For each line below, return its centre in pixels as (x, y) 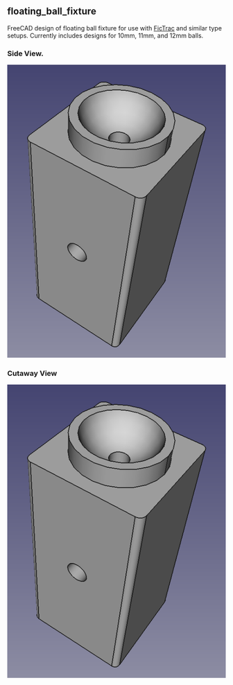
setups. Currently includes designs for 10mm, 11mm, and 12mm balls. (105, 35)
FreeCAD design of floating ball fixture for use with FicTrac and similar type (114, 28)
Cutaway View (32, 374)
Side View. (25, 53)
